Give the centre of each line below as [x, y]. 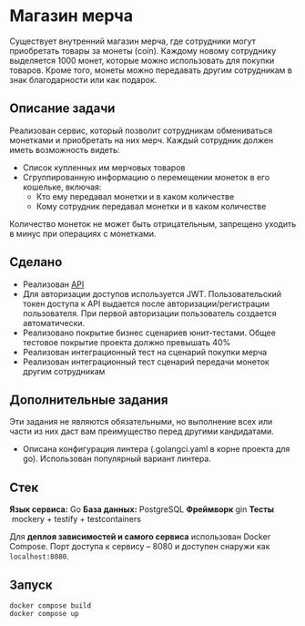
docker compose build [51, 606]
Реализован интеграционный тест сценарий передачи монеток [146, 362]
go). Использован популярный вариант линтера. [117, 459]
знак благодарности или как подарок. [83, 79]
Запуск [31, 585]
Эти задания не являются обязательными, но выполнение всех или [141, 422]
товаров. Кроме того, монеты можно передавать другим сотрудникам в [151, 70]
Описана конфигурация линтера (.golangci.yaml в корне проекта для [156, 449]
